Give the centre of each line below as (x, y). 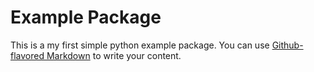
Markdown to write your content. (114, 55)
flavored (27, 55)
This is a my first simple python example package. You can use (140, 45)
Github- (287, 45)
